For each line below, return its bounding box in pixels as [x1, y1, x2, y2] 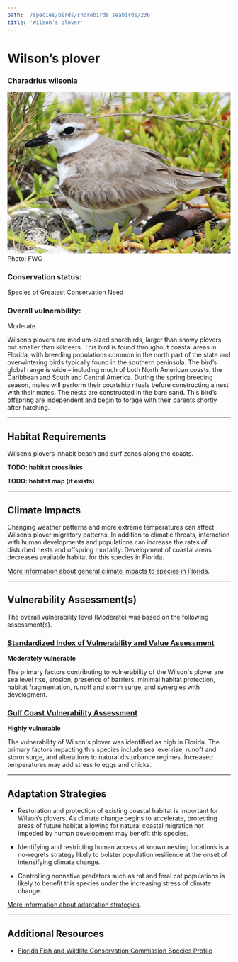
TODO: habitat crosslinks [7, 463, 83, 471]
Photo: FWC [7, 254, 42, 262]
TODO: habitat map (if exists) [7, 477, 95, 486]
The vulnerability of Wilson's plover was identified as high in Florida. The [7, 738, 220, 746]
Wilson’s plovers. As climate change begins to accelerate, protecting [17, 814, 217, 822]
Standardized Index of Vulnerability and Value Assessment [7, 638, 215, 648]
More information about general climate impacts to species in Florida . [7, 567, 210, 576]
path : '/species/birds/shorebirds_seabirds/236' [7, 11, 154, 18]
